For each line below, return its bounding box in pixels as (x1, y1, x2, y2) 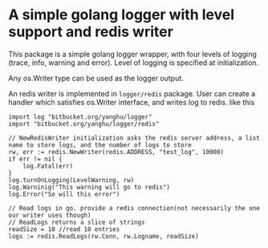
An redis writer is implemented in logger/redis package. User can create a (8, 88, 256, 98)
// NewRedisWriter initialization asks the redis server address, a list (8, 134, 261, 142)
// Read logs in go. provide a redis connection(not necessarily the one (8, 204, 261, 212)
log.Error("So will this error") (8, 190, 120, 198)
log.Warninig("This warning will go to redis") (8, 183, 171, 191)
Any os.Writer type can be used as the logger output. (8, 73, 185, 83)
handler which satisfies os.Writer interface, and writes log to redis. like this (8, 97, 255, 107)
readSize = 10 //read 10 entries (8, 225, 120, 234)
